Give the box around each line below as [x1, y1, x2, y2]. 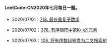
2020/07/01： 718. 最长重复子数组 [11, 16, 80, 22]
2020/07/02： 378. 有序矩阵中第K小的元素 [11, 27, 98, 33]
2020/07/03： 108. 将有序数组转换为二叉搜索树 [11, 38, 107, 44]
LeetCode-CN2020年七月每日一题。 [4, 4, 80, 10]
